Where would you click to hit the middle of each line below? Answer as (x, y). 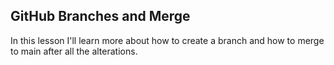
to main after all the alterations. (74, 51)
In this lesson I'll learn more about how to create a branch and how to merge (167, 40)
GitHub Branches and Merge (100, 16)
